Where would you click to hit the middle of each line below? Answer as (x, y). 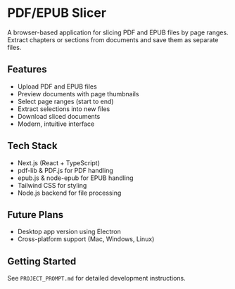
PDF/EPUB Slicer (57, 13)
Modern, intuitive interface (56, 124)
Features (27, 69)
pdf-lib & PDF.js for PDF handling (65, 170)
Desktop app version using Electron (69, 232)
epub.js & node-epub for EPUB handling (75, 178)
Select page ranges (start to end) (65, 101)
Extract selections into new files (64, 109)
